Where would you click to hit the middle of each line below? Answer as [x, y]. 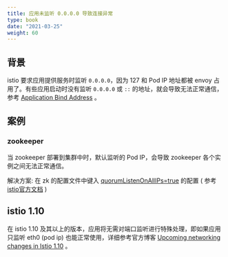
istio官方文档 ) [27, 189]
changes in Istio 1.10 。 [39, 246]
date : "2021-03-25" [35, 26]
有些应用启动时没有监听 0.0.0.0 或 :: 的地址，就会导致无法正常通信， [124, 89]
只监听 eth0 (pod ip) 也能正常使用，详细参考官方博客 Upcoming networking [114, 237]
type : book [23, 20]
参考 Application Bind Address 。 [54, 98]
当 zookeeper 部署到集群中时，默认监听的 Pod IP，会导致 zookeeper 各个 [111, 157]
